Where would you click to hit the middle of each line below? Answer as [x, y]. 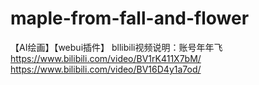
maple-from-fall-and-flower [130, 18]
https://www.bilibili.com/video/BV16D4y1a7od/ [106, 69]
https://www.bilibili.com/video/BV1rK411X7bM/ [106, 58]
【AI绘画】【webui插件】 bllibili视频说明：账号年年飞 [116, 47]
